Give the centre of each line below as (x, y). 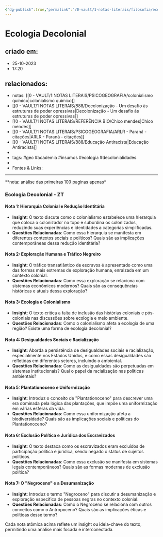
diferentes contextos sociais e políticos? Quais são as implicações (78, 238)
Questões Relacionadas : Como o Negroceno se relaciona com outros (82, 504)
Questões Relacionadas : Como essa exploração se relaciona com (78, 280)
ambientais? (24, 376)
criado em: (22, 52)
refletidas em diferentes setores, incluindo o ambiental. (67, 361)
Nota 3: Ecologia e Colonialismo (38, 302)
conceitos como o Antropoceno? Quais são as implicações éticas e (79, 509)
